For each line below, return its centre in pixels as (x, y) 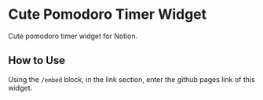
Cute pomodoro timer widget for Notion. (73, 36)
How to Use (37, 61)
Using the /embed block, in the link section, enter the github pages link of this (131, 79)
